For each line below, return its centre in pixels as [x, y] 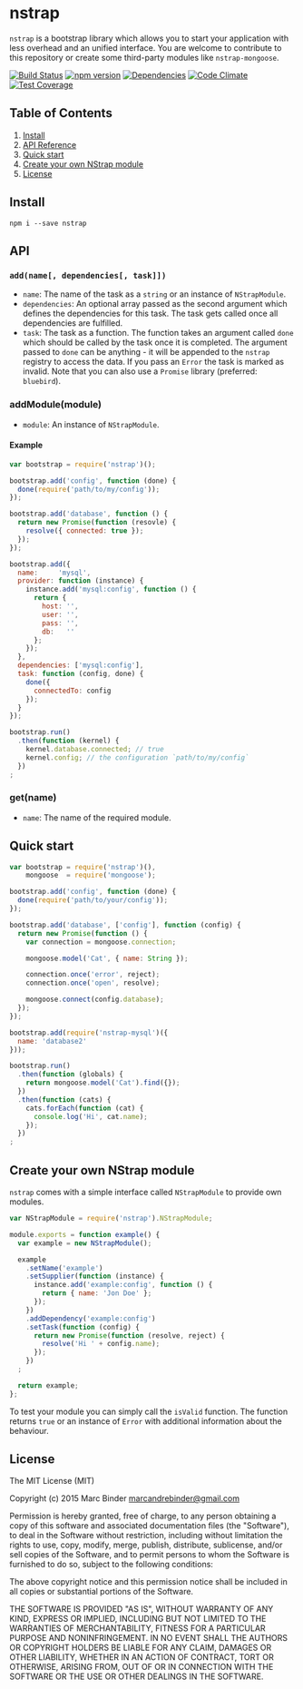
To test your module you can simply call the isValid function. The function [149, 1411]
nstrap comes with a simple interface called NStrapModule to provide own [146, 1193]
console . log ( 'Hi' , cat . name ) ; [90, 1116]
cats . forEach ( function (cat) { [85, 1108]
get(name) [33, 798]
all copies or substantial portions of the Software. [101, 1592]
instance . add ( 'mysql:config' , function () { [111, 589]
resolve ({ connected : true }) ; [85, 531]
